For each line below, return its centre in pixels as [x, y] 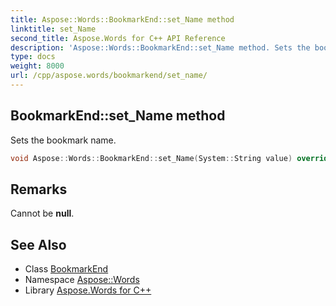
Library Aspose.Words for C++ [88, 290]
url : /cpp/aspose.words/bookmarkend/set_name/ [109, 76]
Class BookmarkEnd [66, 269]
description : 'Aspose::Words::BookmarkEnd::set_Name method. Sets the [160, 47]
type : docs [33, 57]
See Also [38, 244]
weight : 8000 [37, 66]
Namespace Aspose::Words [82, 280]
